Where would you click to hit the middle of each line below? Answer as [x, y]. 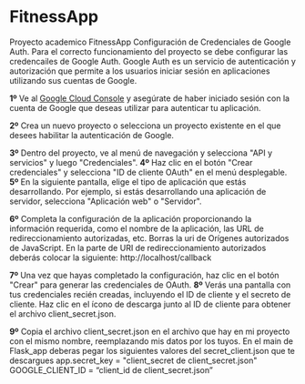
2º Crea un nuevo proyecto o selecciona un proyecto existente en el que [145, 126]
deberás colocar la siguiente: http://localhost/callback [111, 258]
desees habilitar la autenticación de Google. [92, 135]
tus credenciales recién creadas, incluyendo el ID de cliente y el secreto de [150, 294]
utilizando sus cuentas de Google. [73, 80]
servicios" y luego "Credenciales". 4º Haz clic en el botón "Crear [131, 162]
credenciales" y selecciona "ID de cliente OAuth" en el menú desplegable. [148, 172]
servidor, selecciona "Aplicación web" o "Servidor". [106, 201]
